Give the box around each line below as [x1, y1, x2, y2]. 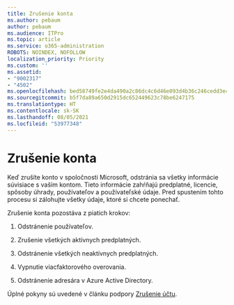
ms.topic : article [7, 36, 61, 43]
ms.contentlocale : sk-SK [7, 107, 79, 114]
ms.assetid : [7, 68, 42, 75]
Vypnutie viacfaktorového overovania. [17, 263, 127, 272]
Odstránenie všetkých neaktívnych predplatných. [17, 249, 159, 258]
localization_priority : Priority [7, 56, 104, 63]
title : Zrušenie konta [7, 10, 73, 17]
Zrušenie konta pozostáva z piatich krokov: [7, 209, 131, 217]
